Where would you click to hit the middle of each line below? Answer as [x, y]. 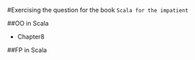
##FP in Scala [27, 50]
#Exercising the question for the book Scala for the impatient [98, 10]
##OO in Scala [28, 23]
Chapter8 [31, 37]
